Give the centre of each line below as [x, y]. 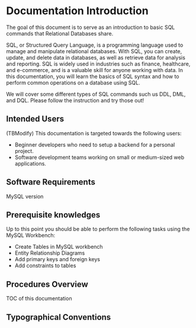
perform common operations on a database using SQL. [73, 82]
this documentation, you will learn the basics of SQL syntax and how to [93, 76]
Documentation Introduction [78, 11]
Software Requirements [51, 182]
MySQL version [25, 196]
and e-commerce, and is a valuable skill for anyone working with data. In [95, 70]
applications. [30, 163]
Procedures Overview [47, 284]
